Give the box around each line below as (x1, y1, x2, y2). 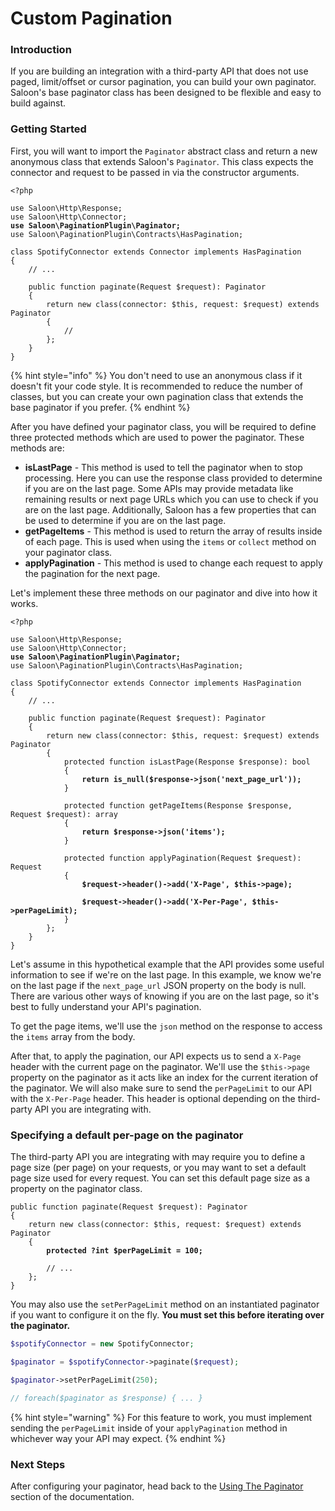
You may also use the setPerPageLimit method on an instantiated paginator (10, 1298, 320, 1311)
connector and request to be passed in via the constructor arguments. (10, 166, 300, 178)
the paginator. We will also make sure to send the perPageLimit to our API (10, 1082, 312, 1094)
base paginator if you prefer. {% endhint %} (10, 401, 191, 413)
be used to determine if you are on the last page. (24, 514, 227, 526)
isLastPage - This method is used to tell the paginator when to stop (24, 461, 303, 473)
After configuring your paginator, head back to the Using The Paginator (10, 1480, 304, 1492)
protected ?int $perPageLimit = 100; (46, 1246, 203, 1256)
